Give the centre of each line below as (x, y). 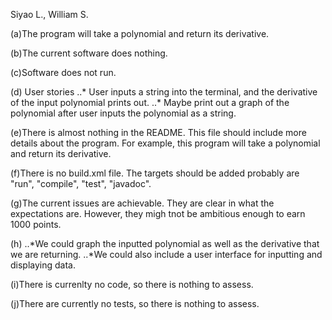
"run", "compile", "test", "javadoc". (81, 183)
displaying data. (43, 265)
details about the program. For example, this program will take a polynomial (165, 143)
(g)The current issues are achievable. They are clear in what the (142, 203)
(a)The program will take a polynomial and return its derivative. (140, 33)
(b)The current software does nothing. (89, 53)
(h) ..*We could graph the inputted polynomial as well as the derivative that (165, 243)
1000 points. (36, 224)
